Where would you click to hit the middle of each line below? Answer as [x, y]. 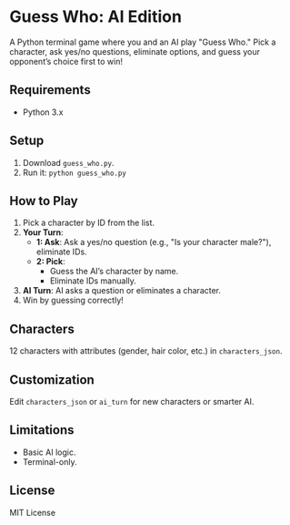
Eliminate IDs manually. [93, 281]
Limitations [42, 430]
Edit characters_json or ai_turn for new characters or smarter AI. [132, 401]
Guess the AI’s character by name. [114, 272]
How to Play [44, 201]
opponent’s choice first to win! [66, 61]
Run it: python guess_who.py [75, 172]
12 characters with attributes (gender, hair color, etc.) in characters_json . [146, 351]
